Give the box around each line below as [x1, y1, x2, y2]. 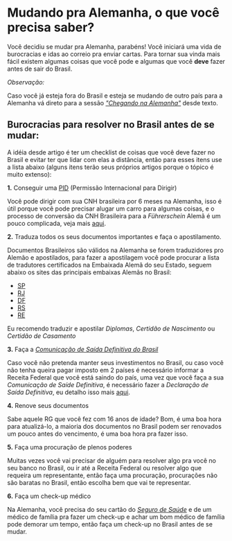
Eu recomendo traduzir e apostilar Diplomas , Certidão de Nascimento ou [7, 324, 215, 332]
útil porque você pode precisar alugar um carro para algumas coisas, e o [7, 204, 215, 213]
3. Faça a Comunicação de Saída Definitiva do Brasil [7, 345, 159, 353]
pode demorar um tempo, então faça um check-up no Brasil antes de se [7, 520, 213, 528]
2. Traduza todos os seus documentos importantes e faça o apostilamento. [7, 232, 222, 240]
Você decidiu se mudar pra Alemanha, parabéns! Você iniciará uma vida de [7, 42, 222, 51]
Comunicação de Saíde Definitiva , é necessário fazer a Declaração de [7, 380, 209, 389]
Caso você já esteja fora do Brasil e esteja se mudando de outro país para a [7, 91, 223, 100]
